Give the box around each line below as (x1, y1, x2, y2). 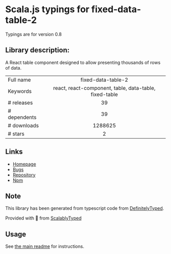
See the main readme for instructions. (5, 243, 84, 249)
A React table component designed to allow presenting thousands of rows (5, 59, 161, 66)
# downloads (8, 122, 39, 129)
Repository (12, 172, 36, 178)
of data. (5, 65, 22, 71)
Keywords (8, 87, 32, 94)
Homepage (12, 161, 37, 167)
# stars (8, 130, 24, 137)
